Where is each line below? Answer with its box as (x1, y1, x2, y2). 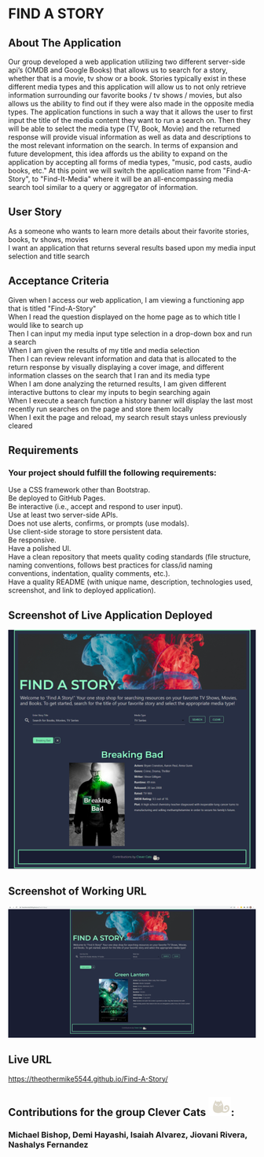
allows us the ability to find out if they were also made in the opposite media (8, 99, 255, 108)
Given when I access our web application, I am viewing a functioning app (8, 295, 245, 304)
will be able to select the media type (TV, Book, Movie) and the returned (8, 124, 241, 133)
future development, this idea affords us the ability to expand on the (8, 149, 228, 158)
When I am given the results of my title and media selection (8, 345, 200, 355)
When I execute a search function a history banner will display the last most (8, 396, 253, 405)
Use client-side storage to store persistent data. (8, 527, 163, 537)
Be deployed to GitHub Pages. (8, 493, 106, 503)
